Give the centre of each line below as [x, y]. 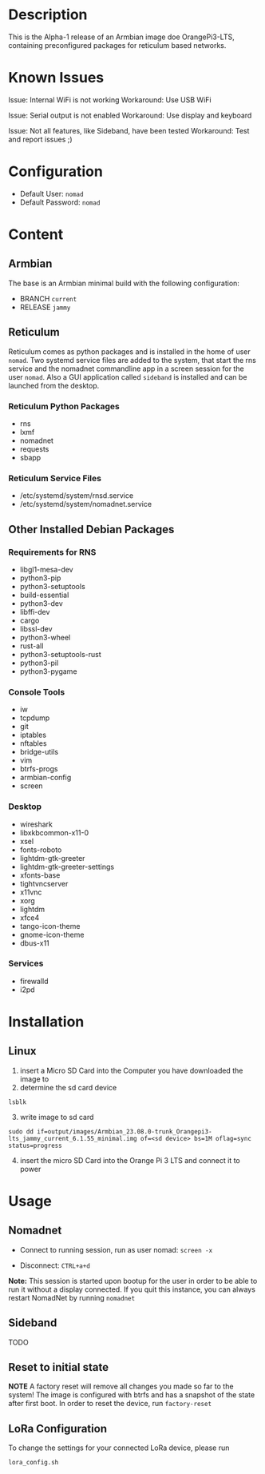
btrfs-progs [39, 769]
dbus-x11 [34, 943]
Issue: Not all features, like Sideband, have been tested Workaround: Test [129, 130]
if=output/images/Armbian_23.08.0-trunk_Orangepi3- [125, 1131]
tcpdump [35, 718]
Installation [46, 1022]
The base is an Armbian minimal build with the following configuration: [124, 283]
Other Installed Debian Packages [91, 529]
